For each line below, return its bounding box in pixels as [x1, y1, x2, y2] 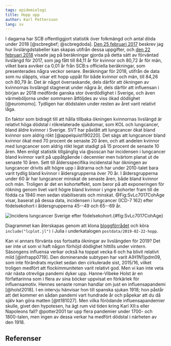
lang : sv [5, 21, 24, 27]
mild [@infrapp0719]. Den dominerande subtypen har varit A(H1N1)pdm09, [5, 254, 161, 260]
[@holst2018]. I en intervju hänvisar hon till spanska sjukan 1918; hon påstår [5, 287, 164, 293]
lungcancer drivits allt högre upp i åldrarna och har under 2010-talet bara [5, 165, 159, 171]
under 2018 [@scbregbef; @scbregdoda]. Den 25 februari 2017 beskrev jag [5, 41, 164, 47]
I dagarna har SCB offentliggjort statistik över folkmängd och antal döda [5, 36, 156, 42]
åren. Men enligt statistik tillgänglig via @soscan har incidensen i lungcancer [5, 149, 166, 155]
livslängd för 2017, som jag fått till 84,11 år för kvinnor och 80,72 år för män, [5, 57, 162, 64]
